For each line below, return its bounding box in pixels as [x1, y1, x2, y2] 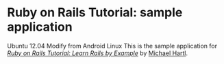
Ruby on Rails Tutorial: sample [7, 5, 183, 20]
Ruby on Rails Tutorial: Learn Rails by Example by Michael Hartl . [7, 49, 188, 57]
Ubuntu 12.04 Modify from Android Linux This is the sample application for [7, 42, 218, 50]
